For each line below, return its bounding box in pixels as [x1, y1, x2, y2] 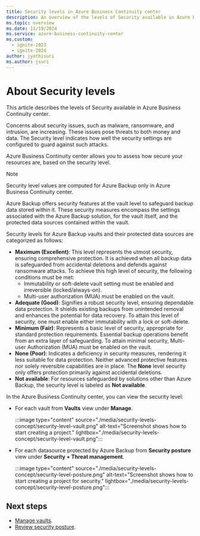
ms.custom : [6, 36, 33, 42]
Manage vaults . [14, 517, 53, 524]
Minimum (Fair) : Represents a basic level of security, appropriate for [14, 325, 183, 332]
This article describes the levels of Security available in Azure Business [6, 104, 181, 111]
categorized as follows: [6, 237, 64, 244]
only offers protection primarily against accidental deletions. [14, 369, 162, 376]
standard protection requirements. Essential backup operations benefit [14, 331, 189, 338]
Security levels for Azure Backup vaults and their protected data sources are [6, 230, 194, 238]
